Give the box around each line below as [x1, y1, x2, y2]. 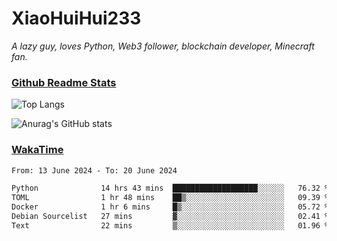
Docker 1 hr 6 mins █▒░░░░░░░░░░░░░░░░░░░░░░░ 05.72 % [11, 202, 330, 212]
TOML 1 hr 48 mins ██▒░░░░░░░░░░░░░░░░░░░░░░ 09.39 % [11, 193, 330, 203]
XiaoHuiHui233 [11, 7, 142, 30]
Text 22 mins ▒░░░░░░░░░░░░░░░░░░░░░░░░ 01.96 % [11, 220, 330, 231]
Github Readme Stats [11, 75, 117, 89]
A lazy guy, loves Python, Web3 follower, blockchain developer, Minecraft [11, 40, 315, 52]
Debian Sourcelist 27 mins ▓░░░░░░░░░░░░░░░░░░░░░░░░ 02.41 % [11, 212, 330, 222]
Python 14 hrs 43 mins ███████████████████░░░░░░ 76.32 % [11, 183, 330, 194]
